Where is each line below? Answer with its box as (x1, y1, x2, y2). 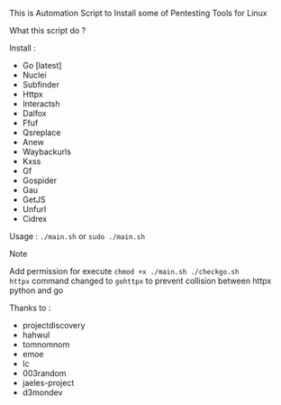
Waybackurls (22, 146, 72, 157)
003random (22, 368, 67, 378)
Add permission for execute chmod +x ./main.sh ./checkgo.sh (9, 266, 240, 276)
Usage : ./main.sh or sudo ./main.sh (9, 231, 146, 242)
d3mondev (22, 387, 63, 398)
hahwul (22, 329, 50, 340)
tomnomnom (22, 339, 70, 350)
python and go (9, 285, 64, 296)
